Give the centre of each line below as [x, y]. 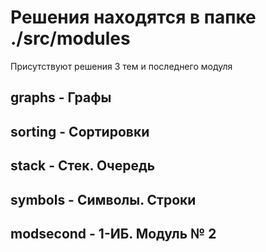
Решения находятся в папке [133, 17]
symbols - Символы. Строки [103, 199]
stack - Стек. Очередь [83, 166]
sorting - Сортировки [80, 131]
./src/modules [70, 38]
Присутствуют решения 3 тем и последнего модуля [121, 66]
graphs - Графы [61, 97]
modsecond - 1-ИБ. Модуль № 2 [113, 233]
